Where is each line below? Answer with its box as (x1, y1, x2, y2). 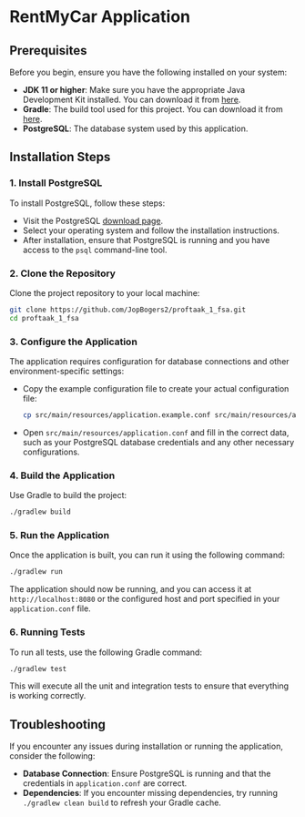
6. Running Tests (9, 626, 86, 638)
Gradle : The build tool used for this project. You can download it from (22, 104, 284, 115)
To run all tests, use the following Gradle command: (9, 647, 203, 658)
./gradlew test (9, 664, 67, 673)
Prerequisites (9, 43, 87, 58)
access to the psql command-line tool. (22, 244, 168, 255)
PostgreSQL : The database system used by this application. (22, 123, 249, 134)
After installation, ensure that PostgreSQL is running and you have (22, 234, 270, 245)
